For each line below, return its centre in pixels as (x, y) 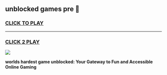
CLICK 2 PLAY (22, 41)
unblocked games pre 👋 (42, 9)
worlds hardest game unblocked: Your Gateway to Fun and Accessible (79, 62)
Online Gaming (21, 67)
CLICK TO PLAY (24, 23)
